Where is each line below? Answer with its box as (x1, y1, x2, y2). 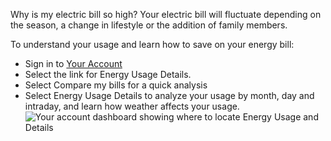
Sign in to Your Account (24, 58, 123, 69)
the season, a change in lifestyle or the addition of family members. (10, 19, 288, 31)
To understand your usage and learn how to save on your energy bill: (10, 39, 295, 50)
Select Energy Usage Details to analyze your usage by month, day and (24, 90, 315, 101)
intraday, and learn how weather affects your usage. (24, 100, 240, 112)
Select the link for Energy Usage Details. (24, 69, 192, 80)
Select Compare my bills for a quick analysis (24, 79, 208, 91)
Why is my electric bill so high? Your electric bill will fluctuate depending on (10, 9, 322, 20)
